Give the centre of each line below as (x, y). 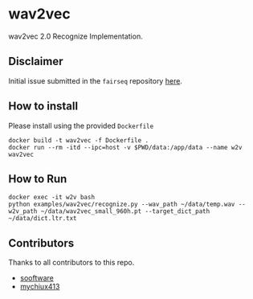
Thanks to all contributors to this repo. (71, 263)
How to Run (38, 179)
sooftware (37, 278)
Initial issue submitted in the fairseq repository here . (96, 80)
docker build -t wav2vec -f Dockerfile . (79, 140)
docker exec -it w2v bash (51, 198)
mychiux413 (40, 287)
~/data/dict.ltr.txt (43, 219)
